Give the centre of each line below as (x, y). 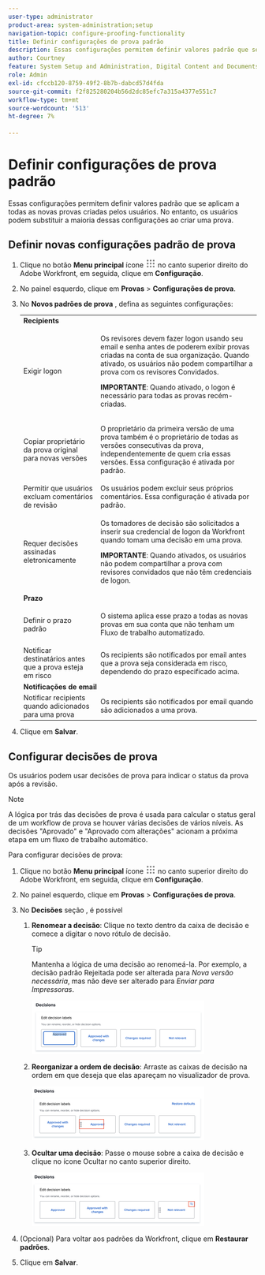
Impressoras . (53, 990)
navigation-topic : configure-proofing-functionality (97, 33)
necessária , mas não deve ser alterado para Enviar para (123, 981)
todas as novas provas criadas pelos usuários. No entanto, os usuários (123, 211)
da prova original (50, 449)
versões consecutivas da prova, (151, 445)
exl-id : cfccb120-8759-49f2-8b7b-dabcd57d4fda (86, 83)
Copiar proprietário (54, 441)
